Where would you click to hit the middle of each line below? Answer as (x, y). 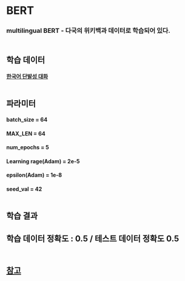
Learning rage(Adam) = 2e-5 (43, 161)
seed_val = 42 (24, 189)
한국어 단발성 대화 (27, 76)
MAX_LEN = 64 (26, 134)
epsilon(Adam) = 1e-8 (34, 175)
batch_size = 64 (27, 120)
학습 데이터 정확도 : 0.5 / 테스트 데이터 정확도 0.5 (93, 238)
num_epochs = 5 (28, 147)
